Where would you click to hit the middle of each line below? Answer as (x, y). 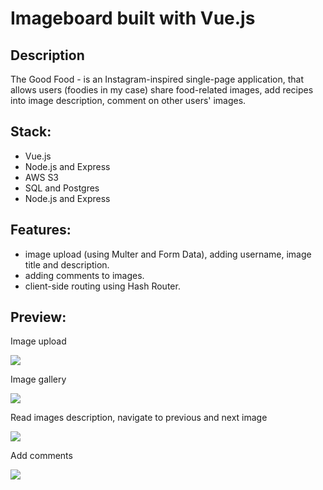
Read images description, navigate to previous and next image (139, 418)
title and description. (67, 264)
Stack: (31, 132)
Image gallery (38, 379)
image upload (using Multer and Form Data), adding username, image (168, 254)
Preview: (38, 317)
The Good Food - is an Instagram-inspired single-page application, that (157, 79)
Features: (41, 230)
